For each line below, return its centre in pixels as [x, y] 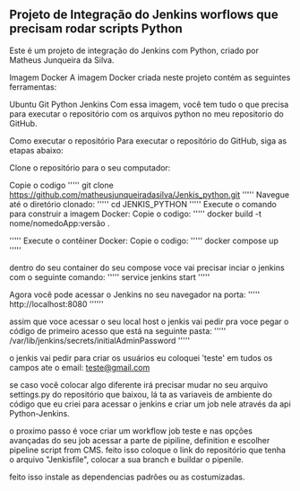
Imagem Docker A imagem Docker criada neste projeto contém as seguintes [150, 77]
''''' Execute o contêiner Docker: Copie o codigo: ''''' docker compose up [144, 241]
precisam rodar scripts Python [96, 29]
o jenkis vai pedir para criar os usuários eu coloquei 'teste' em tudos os [141, 357]
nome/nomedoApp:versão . [60, 223]
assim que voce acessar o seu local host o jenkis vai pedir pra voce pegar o [149, 321]
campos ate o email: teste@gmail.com [80, 367]
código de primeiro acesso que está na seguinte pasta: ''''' [118, 330]
